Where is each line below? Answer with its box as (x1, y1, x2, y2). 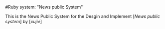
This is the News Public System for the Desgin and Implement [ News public (5, 14, 161, 19)
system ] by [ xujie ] (5, 19, 42, 24)
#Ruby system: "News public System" (5, 4, 83, 10)
